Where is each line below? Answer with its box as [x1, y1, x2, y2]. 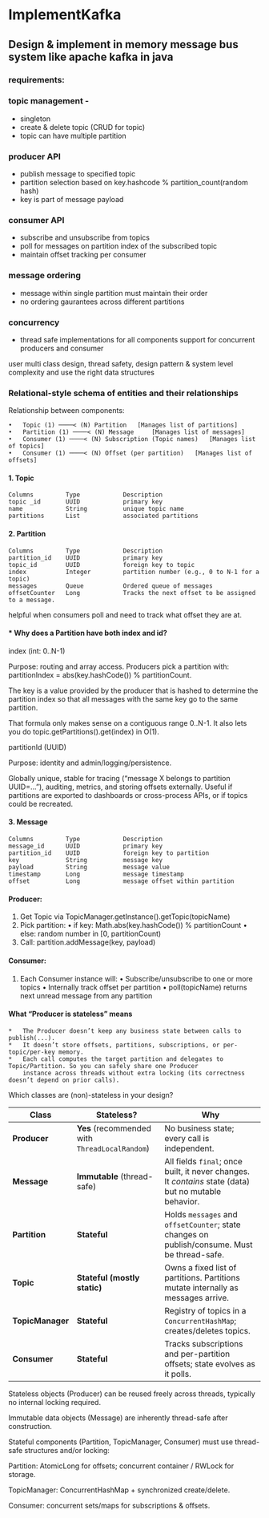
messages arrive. [163, 1292, 230, 1303]
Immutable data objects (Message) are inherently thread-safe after [8, 1413, 228, 1423]
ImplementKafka [8, 6, 122, 24]
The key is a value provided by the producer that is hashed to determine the [8, 686, 259, 695]
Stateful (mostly [76, 1272, 140, 1283]
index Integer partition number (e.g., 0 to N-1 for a [8, 568, 260, 576]
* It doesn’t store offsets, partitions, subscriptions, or [8, 1041, 220, 1049]
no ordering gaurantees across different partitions [19, 297, 185, 306]
